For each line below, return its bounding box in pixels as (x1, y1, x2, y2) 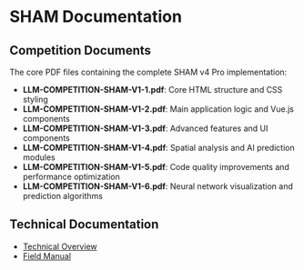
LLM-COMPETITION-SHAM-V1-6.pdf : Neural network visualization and (22, 181, 293, 192)
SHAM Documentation (9, 6, 182, 27)
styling (22, 94, 48, 105)
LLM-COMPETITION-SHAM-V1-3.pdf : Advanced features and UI (22, 123, 269, 134)
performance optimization (22, 171, 120, 182)
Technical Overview (22, 241, 97, 252)
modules (22, 152, 56, 163)
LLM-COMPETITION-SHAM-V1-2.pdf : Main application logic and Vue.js (22, 104, 294, 115)
